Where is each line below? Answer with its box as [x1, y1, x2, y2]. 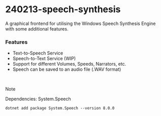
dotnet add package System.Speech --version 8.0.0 [5, 106, 115, 111]
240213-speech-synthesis [5, 4, 121, 15]
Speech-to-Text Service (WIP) [12, 55, 76, 62]
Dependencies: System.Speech [5, 96, 71, 102]
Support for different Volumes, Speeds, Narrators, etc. [12, 61, 126, 67]
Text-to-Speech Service [12, 50, 63, 56]
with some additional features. [5, 25, 69, 32]
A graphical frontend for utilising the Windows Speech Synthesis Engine [5, 20, 156, 26]
